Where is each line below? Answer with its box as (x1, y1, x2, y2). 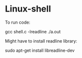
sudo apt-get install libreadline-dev (5, 47, 75, 53)
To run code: (5, 19, 30, 25)
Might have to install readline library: (5, 38, 77, 44)
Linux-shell (5, 3, 51, 14)
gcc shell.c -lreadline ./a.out (5, 29, 61, 34)
